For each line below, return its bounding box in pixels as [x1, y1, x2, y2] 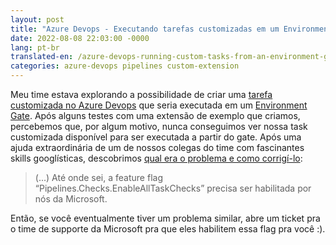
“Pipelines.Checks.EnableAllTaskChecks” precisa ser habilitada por [34, 182, 312, 194]
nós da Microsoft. [34, 193, 108, 205]
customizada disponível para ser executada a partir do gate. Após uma [10, 131, 302, 143]
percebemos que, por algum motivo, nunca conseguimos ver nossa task [10, 121, 308, 132]
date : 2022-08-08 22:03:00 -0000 [10, 33, 150, 43]
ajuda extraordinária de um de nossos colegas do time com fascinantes [10, 142, 305, 153]
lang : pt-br [10, 42, 60, 53]
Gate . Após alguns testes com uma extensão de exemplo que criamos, [10, 110, 301, 121]
